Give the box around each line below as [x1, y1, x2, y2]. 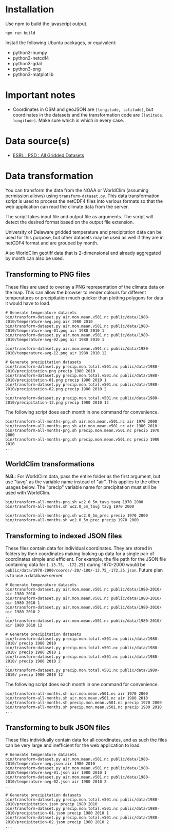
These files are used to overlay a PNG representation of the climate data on [5, 283, 165, 290]
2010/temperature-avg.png [5, 319, 61, 324]
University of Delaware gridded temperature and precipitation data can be [5, 229, 162, 235]
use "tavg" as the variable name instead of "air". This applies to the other [5, 479, 160, 485]
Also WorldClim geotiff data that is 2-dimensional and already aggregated [5, 250, 161, 256]
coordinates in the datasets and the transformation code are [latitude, [12, 111, 164, 118]
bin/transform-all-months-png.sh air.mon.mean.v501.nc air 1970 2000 [5, 419, 158, 424]
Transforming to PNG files [5, 270, 90, 279]
